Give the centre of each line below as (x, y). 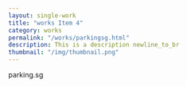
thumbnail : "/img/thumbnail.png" (64, 52)
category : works (35, 30)
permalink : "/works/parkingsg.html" (69, 38)
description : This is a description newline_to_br (94, 45)
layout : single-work (43, 15)
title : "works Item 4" (46, 23)
